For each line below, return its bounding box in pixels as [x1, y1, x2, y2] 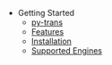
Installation [30, 36, 72, 46]
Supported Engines [30, 45, 103, 56]
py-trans [30, 17, 64, 28]
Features [30, 27, 65, 37]
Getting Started [17, 8, 74, 18]
